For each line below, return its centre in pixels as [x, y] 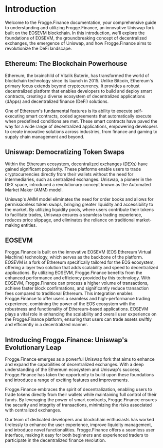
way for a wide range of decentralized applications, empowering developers [81, 126]
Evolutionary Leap [33, 347]
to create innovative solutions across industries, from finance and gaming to [81, 131]
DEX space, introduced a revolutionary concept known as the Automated [78, 184]
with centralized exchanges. [33, 410]
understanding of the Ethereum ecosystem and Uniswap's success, [73, 370]
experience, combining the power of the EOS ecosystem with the [70, 304]
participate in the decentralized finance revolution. [55, 440]
